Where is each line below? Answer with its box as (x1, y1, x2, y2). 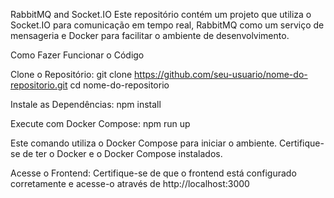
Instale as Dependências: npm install (10, 99, 162, 110)
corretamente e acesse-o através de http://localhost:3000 (10, 178, 250, 189)
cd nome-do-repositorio (69, 79, 170, 91)
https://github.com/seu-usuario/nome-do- (134, 69, 308, 80)
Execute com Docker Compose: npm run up (10, 118, 191, 129)
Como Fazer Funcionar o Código (10, 49, 145, 61)
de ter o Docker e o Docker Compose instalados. (22, 148, 223, 159)
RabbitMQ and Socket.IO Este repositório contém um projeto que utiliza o (10, 9, 312, 20)
